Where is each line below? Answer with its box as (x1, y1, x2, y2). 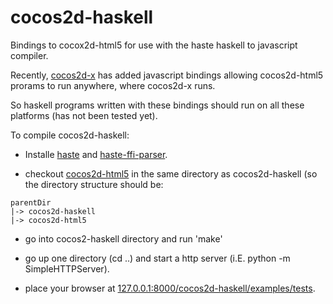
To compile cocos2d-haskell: (10, 129, 130, 141)
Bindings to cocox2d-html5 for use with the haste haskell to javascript (10, 39, 298, 51)
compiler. (10, 49, 49, 61)
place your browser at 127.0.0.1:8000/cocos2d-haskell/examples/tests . (24, 282, 316, 294)
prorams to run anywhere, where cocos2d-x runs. (10, 79, 216, 91)
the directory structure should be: (24, 178, 164, 190)
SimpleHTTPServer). (24, 262, 110, 275)
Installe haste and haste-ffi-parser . (24, 148, 168, 160)
